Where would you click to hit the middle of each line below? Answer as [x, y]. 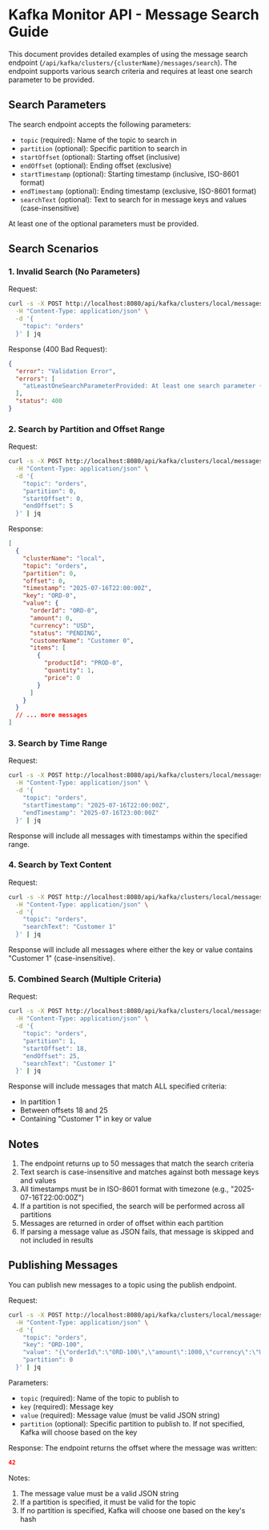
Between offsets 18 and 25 [64, 1110]
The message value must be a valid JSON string [99, 1493]
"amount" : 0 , [51, 618]
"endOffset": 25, [52, 1056]
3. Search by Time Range [58, 743]
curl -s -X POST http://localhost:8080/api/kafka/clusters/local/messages [136, 1315]
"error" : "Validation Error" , [66, 371]
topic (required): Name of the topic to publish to [99, 1398]
